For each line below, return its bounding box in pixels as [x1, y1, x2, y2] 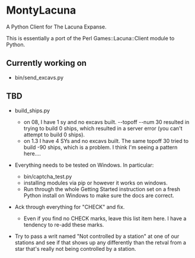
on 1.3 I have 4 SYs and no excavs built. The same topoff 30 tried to [23, 137, 188, 144]
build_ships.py [14, 107, 50, 114]
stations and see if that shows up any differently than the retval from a [14, 238, 187, 246]
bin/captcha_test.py [23, 173, 72, 180]
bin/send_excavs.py [14, 74, 64, 81]
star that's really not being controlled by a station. [14, 245, 136, 252]
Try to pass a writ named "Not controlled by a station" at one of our [14, 232, 180, 240]
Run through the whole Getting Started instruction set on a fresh [23, 185, 181, 193]
